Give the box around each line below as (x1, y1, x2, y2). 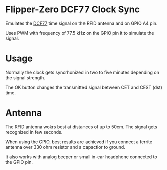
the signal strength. (5, 74, 45, 81)
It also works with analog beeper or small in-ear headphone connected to (5, 154, 157, 160)
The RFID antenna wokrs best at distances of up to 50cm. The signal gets (5, 124, 157, 130)
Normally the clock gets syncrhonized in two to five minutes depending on (5, 69, 159, 75)
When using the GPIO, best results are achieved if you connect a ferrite (5, 139, 152, 145)
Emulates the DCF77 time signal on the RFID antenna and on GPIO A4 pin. (5, 20, 158, 26)
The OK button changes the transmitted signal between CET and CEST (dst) (5, 84, 162, 90)
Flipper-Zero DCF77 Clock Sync (5, 4, 140, 15)
